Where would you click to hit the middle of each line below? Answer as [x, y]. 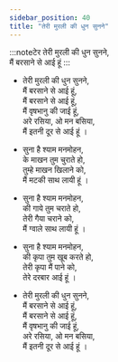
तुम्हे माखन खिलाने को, [54, 169]
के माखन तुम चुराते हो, [54, 159]
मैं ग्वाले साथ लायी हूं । [54, 228]
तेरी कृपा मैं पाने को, [50, 267]
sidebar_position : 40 [50, 18]
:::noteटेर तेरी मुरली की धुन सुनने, [59, 52]
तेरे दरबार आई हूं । [49, 277]
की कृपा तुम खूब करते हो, [58, 257]
